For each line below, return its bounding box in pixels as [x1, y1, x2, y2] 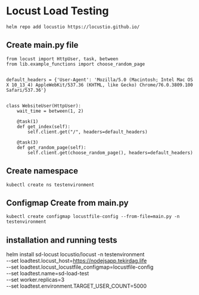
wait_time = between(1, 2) [17, 108, 84, 114]
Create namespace [6, 166, 79, 176]
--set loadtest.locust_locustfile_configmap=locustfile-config [6, 263, 154, 271]
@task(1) [17, 118, 39, 125]
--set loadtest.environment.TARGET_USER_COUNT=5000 [6, 282, 147, 290]
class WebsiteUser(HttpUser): [6, 103, 82, 108]
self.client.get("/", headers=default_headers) [27, 129, 148, 135]
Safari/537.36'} [6, 87, 46, 93]
